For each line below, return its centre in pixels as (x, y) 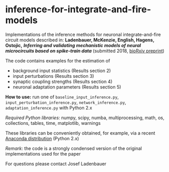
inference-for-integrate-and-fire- (78, 9)
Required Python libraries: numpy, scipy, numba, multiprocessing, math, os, (85, 117)
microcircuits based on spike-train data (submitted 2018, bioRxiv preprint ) (85, 51)
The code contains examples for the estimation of (58, 60)
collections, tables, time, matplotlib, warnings (53, 123)
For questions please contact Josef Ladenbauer (56, 164)
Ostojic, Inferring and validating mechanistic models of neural (73, 45)
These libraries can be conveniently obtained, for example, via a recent (80, 133)
